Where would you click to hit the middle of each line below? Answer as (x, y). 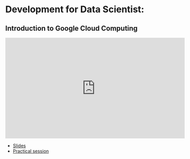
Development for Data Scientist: (75, 9)
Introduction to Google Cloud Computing (71, 28)
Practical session (31, 151)
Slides (19, 146)
